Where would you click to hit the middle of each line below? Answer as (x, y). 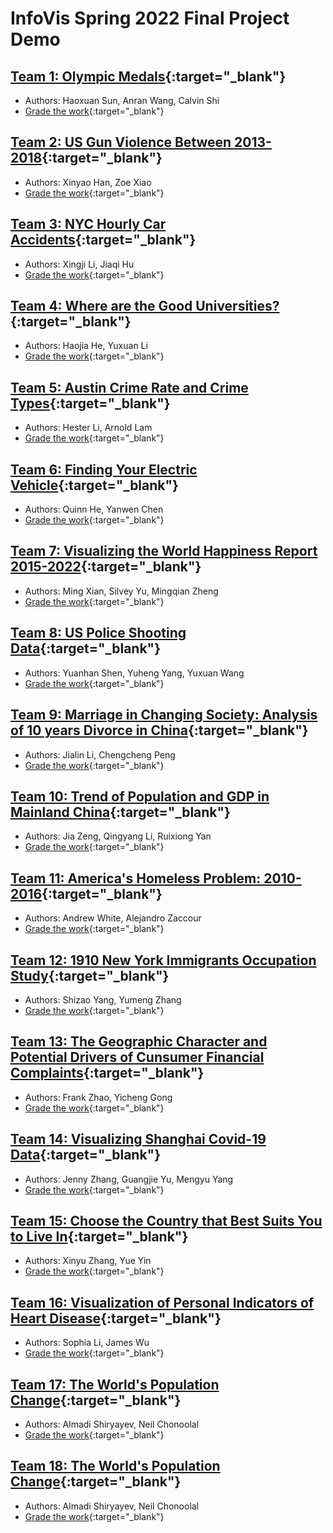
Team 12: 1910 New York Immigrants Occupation (163, 960)
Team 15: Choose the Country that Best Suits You (166, 1220)
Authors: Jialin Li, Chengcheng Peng (100, 754)
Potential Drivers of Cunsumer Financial (137, 1057)
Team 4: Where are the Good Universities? (145, 306)
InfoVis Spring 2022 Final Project (150, 18)
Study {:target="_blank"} (90, 975)
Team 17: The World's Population (115, 1384)
